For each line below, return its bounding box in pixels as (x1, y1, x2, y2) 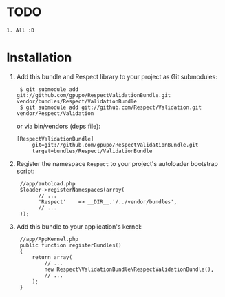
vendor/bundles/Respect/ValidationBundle (16, 98, 137, 105)
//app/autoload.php (19, 180, 76, 187)
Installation (6, 50, 72, 65)
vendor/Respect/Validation (16, 110, 94, 117)
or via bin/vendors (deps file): (16, 122, 101, 130)
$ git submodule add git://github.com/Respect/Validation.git (19, 104, 202, 111)
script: (16, 167, 35, 175)
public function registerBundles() (19, 242, 122, 249)
